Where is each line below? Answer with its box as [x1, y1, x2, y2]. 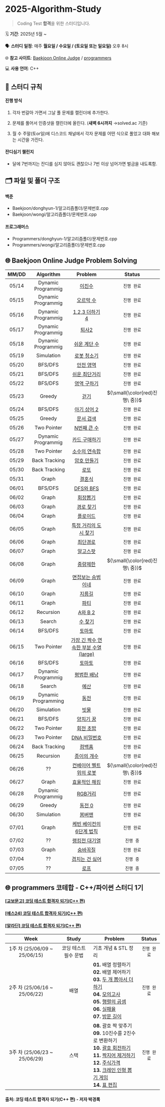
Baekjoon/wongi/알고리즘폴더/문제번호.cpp [12, 211, 97, 218]
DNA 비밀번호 [71, 734, 102, 741]
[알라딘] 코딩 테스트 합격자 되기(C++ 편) [5, 922, 82, 928]
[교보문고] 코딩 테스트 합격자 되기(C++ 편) [5, 898, 85, 904]
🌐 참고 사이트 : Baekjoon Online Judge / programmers [5, 55, 111, 61]
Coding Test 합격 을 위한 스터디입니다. [17, 20, 90, 26]
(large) [79, 650, 95, 657]
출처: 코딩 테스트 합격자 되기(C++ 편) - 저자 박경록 [5, 1096, 101, 1102]
